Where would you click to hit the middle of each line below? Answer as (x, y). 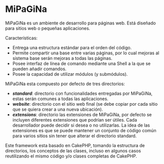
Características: (21, 38)
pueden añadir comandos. (39, 69)
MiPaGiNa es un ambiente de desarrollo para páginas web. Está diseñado (81, 23)
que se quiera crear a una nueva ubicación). (58, 109)
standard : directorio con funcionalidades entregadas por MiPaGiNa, (82, 93)
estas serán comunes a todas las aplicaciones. (60, 99)
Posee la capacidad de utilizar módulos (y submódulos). (70, 74)
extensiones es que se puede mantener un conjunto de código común (84, 130)
